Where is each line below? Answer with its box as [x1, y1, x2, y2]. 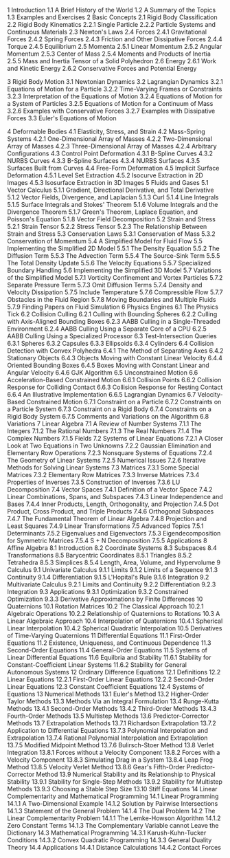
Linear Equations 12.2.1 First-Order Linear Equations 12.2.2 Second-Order [7, 675, 214, 683]
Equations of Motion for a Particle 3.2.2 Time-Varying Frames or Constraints [7, 85, 222, 93]
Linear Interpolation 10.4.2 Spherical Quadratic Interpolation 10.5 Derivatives [7, 624, 222, 632]
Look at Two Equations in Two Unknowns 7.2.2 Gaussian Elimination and [7, 441, 211, 450]
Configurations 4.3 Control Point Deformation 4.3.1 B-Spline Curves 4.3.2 [7, 149, 214, 157]
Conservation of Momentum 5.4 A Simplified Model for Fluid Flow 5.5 [7, 237, 203, 245]
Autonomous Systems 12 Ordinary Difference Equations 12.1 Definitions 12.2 [7, 668, 221, 676]
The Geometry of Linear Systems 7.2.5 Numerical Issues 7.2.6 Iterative [7, 456, 206, 464]
